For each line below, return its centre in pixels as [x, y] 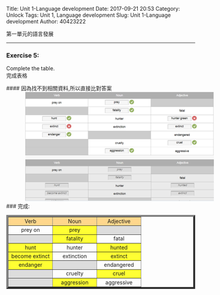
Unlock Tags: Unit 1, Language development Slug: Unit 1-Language [88, 15]
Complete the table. [31, 68]
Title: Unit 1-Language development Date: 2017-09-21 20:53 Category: [93, 9]
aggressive [119, 282]
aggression [75, 282]
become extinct [30, 256]
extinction [75, 256]
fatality [75, 239]
